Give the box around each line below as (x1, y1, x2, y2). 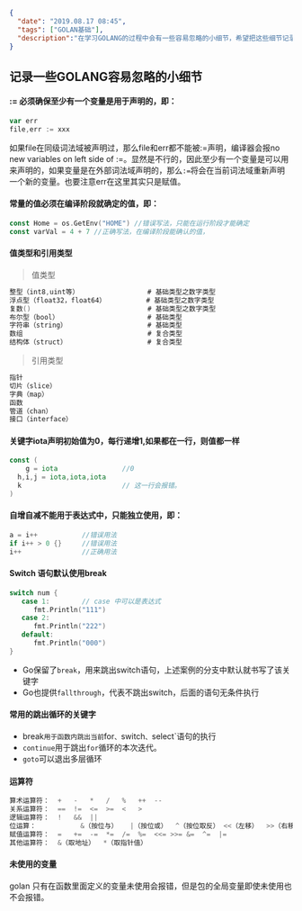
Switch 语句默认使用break (9, 568, 108, 579)
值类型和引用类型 (9, 248, 73, 258)
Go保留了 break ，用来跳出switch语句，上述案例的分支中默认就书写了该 (22, 664, 283, 675)
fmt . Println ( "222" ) (32, 622, 106, 631)
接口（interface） (9, 415, 73, 424)
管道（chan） (9, 406, 53, 416)
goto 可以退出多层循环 (22, 753, 102, 764)
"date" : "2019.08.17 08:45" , (17, 16, 127, 26)
